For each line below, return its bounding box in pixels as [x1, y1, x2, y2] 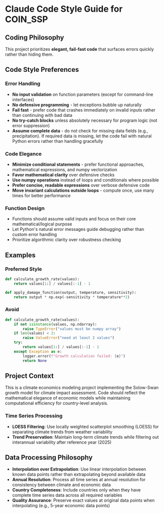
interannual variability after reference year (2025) [12, 439, 112, 445]
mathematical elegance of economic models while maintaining [5, 395, 131, 401]
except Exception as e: [14, 349, 62, 354]
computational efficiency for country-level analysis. [5, 400, 108, 406]
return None [22, 358, 47, 363]
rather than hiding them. [5, 51, 54, 57]
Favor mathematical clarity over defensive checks [12, 172, 115, 178]
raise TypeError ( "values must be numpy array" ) [22, 326, 121, 331]
